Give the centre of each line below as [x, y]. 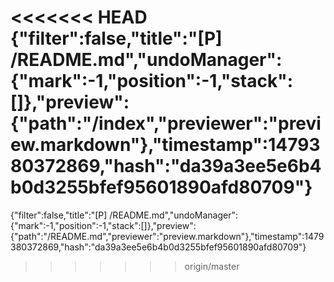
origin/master [212, 266]
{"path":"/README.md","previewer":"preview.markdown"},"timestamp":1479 [167, 236]
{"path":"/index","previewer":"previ [166, 123]
